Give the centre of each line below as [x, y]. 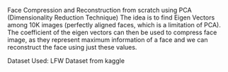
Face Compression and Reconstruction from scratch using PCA [100, 10]
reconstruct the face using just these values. [72, 47]
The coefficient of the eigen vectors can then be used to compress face [112, 32]
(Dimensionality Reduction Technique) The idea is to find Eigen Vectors [111, 17]
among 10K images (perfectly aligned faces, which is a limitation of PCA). [114, 25]
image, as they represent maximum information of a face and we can [108, 40]
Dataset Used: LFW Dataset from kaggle [66, 61]
